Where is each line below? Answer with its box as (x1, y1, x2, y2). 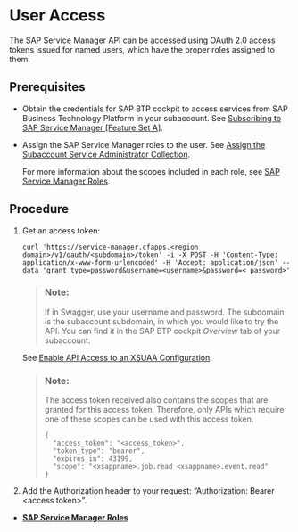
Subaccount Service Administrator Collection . (21, 149, 191, 160)
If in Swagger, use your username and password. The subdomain (44, 307, 285, 317)
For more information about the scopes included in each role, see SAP (21, 166, 281, 176)
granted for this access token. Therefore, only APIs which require (44, 405, 285, 415)
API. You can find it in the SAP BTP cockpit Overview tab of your (44, 325, 281, 336)
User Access (9, 5, 106, 26)
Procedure (9, 201, 70, 217)
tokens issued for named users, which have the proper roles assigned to (9, 44, 275, 54)
